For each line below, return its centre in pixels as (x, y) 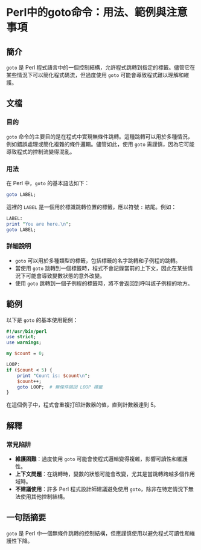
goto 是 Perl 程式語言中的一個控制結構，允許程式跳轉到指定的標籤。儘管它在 (101, 67)
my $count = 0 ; (25, 354)
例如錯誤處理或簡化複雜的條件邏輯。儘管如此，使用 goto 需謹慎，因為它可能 (101, 144)
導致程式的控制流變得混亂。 (41, 151)
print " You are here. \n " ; (39, 224)
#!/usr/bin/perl (27, 331)
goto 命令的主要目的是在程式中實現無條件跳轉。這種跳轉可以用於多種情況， (100, 136)
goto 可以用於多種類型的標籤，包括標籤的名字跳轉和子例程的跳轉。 (98, 260)
